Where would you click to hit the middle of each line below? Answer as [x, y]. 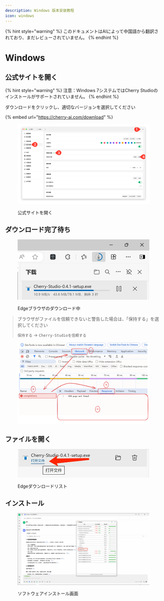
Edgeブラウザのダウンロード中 [49, 308]
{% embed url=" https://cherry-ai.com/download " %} [59, 117]
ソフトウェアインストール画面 [48, 593]
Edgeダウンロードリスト [42, 486]
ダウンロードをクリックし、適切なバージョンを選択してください [70, 107]
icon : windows [20, 16]
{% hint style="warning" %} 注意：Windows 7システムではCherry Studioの [82, 90]
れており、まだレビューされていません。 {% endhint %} [62, 37]
